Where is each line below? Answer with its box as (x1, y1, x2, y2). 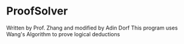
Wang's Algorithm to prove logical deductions (6, 30, 120, 37)
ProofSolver (6, 4, 68, 18)
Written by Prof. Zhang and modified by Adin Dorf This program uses (6, 24, 178, 31)
